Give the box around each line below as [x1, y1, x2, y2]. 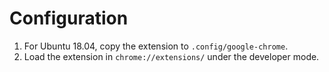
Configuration [9, 7, 129, 30]
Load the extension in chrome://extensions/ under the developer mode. [23, 50, 320, 62]
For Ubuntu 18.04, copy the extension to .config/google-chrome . [23, 40, 289, 52]
